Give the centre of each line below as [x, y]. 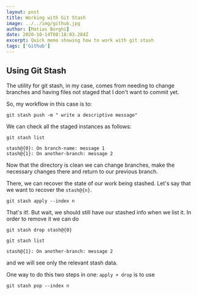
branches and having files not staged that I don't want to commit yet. [93, 92]
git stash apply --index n [41, 201]
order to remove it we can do [43, 219]
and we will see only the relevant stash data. [62, 263]
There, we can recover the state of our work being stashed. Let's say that [99, 183]
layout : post [23, 12]
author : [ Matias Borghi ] [38, 29]
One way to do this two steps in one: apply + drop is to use [81, 274]
